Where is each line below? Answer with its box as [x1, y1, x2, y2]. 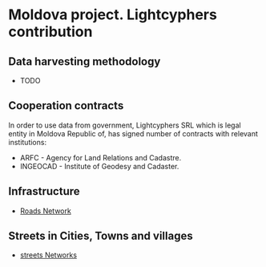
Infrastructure [8, 184, 80, 198]
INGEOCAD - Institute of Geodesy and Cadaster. [19, 161, 179, 171]
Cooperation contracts [8, 99, 124, 113]
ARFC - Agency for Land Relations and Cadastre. [19, 152, 182, 162]
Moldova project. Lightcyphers [8, 6, 218, 24]
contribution [8, 22, 93, 41]
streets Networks [19, 250, 78, 260]
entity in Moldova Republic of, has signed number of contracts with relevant [8, 128, 259, 138]
